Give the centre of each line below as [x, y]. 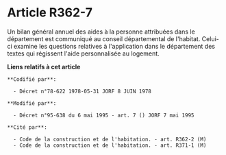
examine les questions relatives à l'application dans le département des [114, 46]
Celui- [210, 38]
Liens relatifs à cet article [44, 67]
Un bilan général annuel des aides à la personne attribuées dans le [101, 32]
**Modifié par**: [32, 103]
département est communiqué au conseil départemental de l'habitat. [104, 38]
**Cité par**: [27, 127]
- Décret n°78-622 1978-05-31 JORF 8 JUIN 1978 [83, 91]
